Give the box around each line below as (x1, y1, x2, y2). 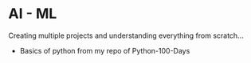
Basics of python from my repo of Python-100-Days (19, 46, 190, 55)
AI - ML (8, 5, 57, 23)
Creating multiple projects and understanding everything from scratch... (8, 31, 245, 40)
